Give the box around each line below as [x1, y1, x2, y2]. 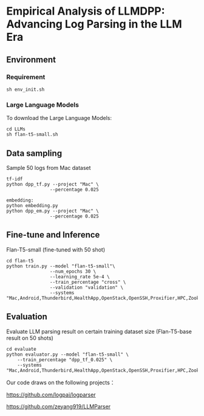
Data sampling [6, 148, 63, 158]
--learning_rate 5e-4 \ [49, 273, 110, 280]
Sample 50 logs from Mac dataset [6, 164, 91, 171]
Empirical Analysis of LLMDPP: [6, 4, 165, 18]
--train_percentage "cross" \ [49, 279, 126, 285]
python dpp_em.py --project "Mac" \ [6, 208, 99, 214]
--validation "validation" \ [49, 284, 123, 291]
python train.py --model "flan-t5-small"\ [6, 263, 115, 269]
